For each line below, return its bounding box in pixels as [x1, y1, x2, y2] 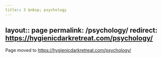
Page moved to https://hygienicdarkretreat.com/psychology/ [5, 47, 132, 53]
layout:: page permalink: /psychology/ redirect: [5, 26, 158, 35]
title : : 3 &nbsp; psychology [5, 7, 67, 13]
